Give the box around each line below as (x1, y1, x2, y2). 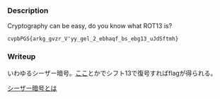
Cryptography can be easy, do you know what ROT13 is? (7, 22, 173, 30)
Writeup (7, 52, 36, 62)
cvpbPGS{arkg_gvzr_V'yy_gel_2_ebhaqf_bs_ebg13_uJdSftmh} (7, 35, 179, 42)
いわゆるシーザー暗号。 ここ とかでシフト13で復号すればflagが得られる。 (7, 69, 217, 77)
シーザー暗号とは (7, 83, 57, 92)
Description (7, 6, 49, 16)
